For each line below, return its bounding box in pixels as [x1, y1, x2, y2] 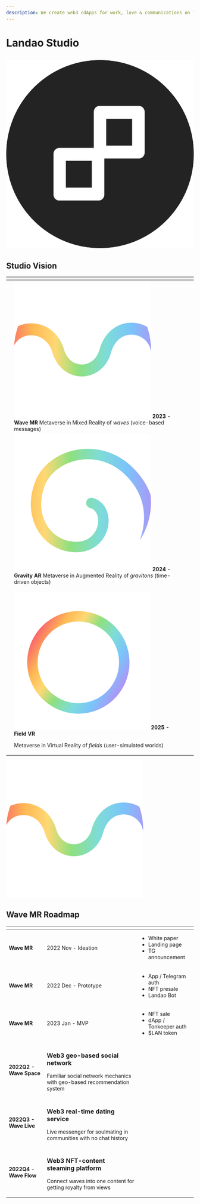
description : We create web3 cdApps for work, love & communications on [6, 10, 190, 16]
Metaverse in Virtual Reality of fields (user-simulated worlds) [14, 742, 164, 749]
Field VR [14, 730, 36, 737]
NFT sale [148, 1010, 171, 1017]
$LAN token [148, 1029, 177, 1036]
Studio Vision [6, 260, 58, 271]
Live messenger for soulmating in [46, 1128, 129, 1135]
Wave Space [8, 1070, 40, 1077]
